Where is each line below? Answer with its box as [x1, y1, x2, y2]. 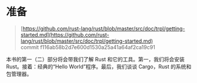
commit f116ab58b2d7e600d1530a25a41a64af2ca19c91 [20, 43, 156, 50]
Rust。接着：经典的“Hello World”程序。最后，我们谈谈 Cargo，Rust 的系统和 [6, 63, 192, 70]
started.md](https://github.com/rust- [20, 31, 110, 38]
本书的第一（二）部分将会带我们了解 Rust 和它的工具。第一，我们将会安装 [6, 56, 185, 63]
